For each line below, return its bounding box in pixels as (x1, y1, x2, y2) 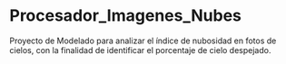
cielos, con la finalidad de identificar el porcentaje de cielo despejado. (9, 44, 271, 55)
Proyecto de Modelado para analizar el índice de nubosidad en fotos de (9, 35, 277, 46)
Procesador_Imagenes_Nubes (9, 5, 242, 26)
